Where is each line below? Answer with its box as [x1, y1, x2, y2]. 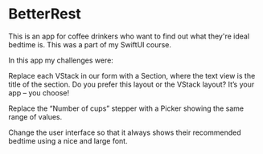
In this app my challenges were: [8, 55, 114, 65]
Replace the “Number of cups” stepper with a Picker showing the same [8, 103, 245, 113]
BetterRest [8, 5, 82, 23]
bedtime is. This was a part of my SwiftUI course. [8, 39, 171, 49]
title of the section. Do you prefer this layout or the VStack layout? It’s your [8, 79, 255, 89]
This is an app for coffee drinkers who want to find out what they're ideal [8, 31, 250, 41]
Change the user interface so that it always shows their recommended [8, 128, 241, 137]
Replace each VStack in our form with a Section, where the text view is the [8, 71, 256, 80]
